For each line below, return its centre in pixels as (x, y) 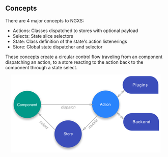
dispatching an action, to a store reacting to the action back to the (74, 62)
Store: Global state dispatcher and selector (58, 47)
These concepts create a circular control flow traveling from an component (84, 57)
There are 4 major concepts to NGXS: (45, 20)
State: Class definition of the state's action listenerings (70, 41)
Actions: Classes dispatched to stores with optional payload (75, 31)
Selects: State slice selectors (43, 36)
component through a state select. (41, 67)
